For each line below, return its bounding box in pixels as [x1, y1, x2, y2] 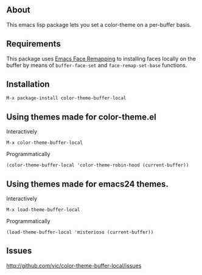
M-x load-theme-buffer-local [6, 207, 80, 213]
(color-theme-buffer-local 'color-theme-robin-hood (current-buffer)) [6, 162, 189, 168]
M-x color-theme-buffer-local [6, 140, 83, 146]
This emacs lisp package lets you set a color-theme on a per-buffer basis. [6, 21, 192, 28]
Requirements [6, 39, 61, 49]
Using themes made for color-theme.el [6, 112, 156, 122]
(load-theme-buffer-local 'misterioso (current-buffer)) [6, 229, 154, 235]
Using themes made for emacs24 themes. [6, 179, 169, 189]
